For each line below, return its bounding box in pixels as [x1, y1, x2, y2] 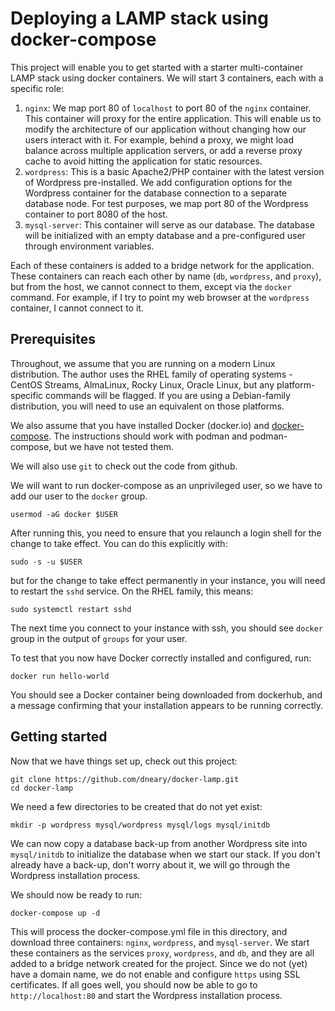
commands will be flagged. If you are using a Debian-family [45, 389, 291, 401]
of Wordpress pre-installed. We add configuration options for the [24, 176, 293, 188]
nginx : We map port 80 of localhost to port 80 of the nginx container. [24, 102, 312, 114]
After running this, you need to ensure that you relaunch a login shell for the [10, 527, 322, 539]
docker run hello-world [10, 671, 110, 681]
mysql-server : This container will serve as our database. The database [24, 218, 315, 231]
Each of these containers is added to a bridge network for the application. [10, 259, 315, 271]
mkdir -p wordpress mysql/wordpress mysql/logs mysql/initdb [10, 820, 271, 830]
